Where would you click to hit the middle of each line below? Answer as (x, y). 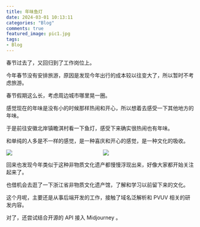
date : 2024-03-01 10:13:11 (40, 17)
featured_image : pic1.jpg (38, 34)
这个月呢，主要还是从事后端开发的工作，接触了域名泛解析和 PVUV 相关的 (96, 197)
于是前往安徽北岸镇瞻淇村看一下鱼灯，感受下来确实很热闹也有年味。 (90, 128)
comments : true (25, 28)
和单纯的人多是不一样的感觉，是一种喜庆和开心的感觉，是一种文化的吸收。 (97, 141)
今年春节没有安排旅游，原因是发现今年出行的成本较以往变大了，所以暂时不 (97, 75)
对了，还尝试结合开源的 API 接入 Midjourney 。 (64, 217)
